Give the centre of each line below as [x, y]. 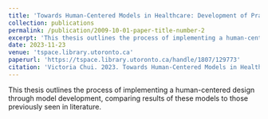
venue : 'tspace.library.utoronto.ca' [71, 52]
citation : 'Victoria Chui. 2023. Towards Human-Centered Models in [123, 67]
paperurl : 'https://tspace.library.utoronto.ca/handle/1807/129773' [124, 60]
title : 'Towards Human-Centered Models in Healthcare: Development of [128, 15]
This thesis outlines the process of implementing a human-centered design [132, 90]
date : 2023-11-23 [37, 45]
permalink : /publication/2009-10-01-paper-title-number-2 [106, 30]
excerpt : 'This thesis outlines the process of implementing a [116, 38]
